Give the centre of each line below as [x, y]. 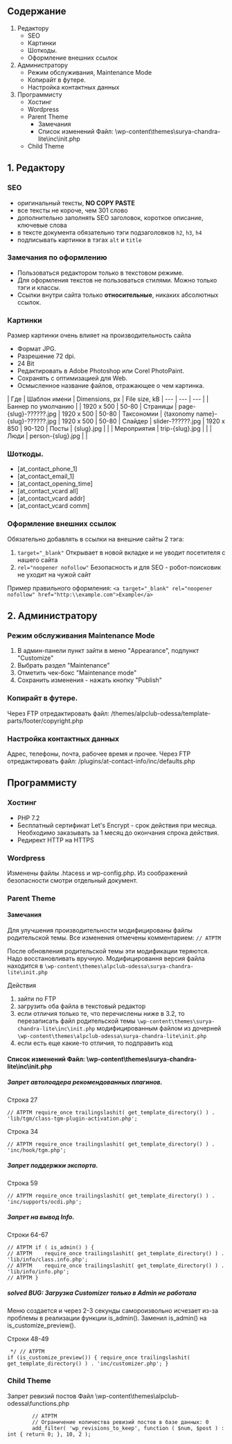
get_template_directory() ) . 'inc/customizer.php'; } [88, 1364]
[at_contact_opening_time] [55, 484]
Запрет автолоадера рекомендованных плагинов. [85, 1082]
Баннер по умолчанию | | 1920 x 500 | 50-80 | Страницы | [92, 407]
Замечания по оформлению [57, 257]
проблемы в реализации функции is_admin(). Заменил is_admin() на [107, 1318]
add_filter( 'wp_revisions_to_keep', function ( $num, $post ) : [128, 1428]
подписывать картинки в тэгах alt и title [79, 239]
